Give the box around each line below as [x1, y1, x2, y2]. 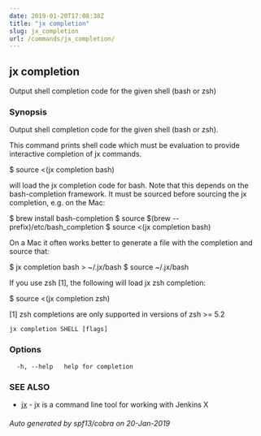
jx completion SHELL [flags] [9, 326, 108, 334]
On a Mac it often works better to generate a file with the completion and [9, 238, 253, 248]
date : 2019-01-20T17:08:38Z [9, 11, 105, 20]
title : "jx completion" [9, 19, 90, 28]
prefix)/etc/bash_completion [9, 222, 104, 232]
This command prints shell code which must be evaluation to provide [9, 140, 241, 150]
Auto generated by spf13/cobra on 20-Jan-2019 [9, 418, 171, 428]
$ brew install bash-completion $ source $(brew [9, 214, 172, 223]
